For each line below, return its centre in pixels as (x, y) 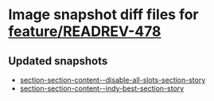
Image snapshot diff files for (103, 15)
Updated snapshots (58, 61)
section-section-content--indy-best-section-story (102, 88)
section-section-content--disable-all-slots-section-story (113, 80)
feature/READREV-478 (85, 31)
